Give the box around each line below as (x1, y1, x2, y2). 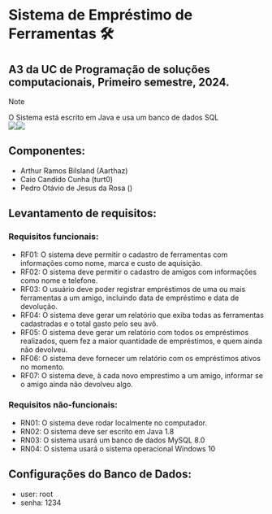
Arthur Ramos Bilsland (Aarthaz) (19, 165, 128, 176)
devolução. (19, 301, 58, 311)
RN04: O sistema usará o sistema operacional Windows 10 (19, 443, 216, 453)
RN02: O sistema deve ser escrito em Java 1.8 (19, 426, 175, 436)
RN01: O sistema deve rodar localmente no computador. (19, 417, 207, 428)
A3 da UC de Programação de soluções (8, 63, 211, 76)
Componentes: (8, 144, 86, 158)
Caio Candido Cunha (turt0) (19, 174, 114, 184)
